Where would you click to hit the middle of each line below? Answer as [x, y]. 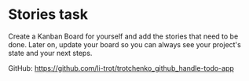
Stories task [48, 15]
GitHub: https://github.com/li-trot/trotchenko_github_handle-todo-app [121, 68]
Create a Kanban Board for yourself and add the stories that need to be [123, 36]
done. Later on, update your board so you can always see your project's [124, 44]
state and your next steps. [50, 53]
